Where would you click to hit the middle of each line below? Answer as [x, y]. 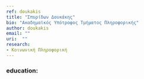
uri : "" [17, 39]
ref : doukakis [24, 11]
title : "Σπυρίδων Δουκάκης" [41, 17]
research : [18, 45]
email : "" [18, 34]
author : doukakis [28, 28]
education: [22, 70]
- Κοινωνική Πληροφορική [37, 50]
